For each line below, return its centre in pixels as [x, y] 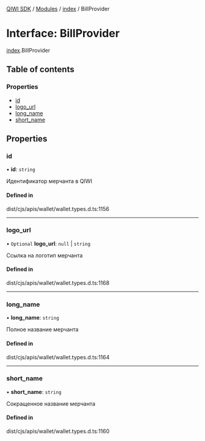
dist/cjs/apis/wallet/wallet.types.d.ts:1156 [58, 209]
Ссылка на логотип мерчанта [45, 255]
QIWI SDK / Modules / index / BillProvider [58, 9]
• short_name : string [34, 392]
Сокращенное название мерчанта [51, 403]
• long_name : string [33, 318]
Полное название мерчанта [42, 329]
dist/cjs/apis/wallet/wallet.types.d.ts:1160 [58, 431]
